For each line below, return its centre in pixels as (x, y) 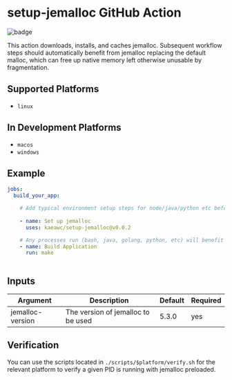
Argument (35, 300)
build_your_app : (37, 196)
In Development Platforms (65, 128)
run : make (39, 253)
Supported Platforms (53, 89)
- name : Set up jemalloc (55, 221)
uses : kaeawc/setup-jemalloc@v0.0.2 (78, 227)
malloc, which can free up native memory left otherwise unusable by (105, 60)
